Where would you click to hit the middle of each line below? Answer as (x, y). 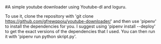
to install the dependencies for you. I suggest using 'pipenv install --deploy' (80, 26)
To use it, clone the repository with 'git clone (49, 16)
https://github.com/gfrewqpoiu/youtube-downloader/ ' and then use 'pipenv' (81, 21)
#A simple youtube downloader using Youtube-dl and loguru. (66, 7)
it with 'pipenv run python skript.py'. (41, 36)
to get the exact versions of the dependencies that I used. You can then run (80, 31)
